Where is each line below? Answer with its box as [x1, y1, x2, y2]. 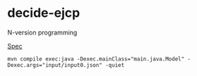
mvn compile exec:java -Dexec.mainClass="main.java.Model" [7, 55, 185, 63]
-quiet [105, 61, 125, 68]
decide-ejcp [7, 5, 80, 21]
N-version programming [7, 28, 78, 37]
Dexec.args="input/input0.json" [7, 61, 102, 68]
